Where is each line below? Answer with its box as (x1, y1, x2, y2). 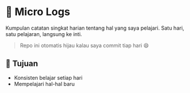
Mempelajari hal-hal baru (13, 80, 75, 87)
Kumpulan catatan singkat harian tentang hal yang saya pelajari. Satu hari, (5, 24, 185, 31)
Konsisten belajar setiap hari (13, 74, 83, 81)
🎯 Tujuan (5, 59, 39, 69)
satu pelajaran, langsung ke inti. (5, 30, 83, 37)
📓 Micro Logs (5, 5, 71, 19)
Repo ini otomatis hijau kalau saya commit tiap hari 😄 (19, 42, 149, 49)
